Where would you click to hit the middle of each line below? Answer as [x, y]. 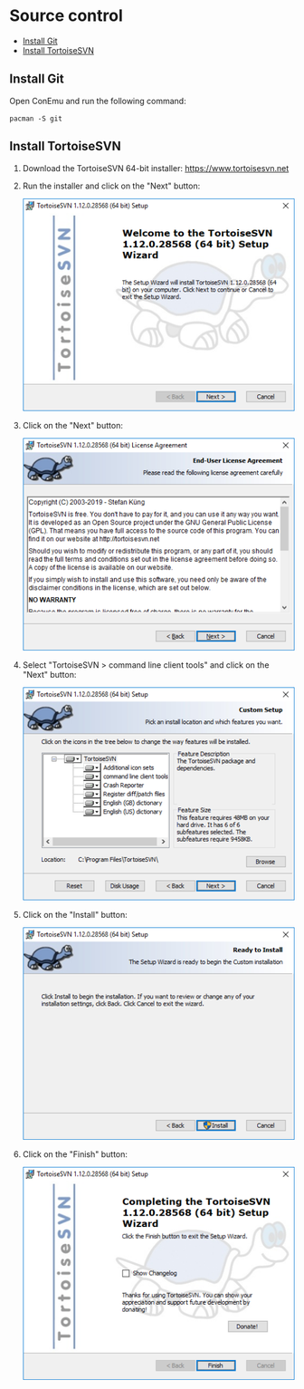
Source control [66, 16]
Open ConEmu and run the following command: [98, 101]
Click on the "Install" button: [75, 914]
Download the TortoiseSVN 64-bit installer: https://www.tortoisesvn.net [156, 168]
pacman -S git [36, 119]
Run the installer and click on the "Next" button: [111, 186]
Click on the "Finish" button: [75, 1154]
